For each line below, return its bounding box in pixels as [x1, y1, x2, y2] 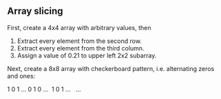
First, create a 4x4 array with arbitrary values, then [7, 23, 151, 31]
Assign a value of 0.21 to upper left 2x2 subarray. [17, 51, 157, 59]
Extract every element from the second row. [17, 37, 143, 45]
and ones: [7, 72, 36, 80]
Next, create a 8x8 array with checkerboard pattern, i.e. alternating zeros [7, 64, 215, 72]
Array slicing [7, 5, 63, 17]
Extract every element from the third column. [17, 44, 145, 52]
